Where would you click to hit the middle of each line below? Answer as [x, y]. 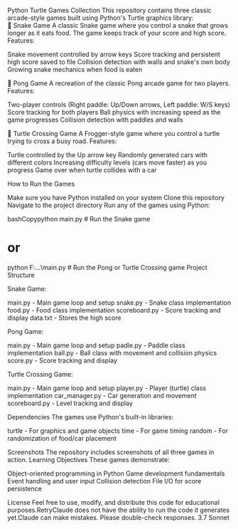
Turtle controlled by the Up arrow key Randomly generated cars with [108, 155]
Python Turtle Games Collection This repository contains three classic [109, 10]
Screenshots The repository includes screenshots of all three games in [111, 452]
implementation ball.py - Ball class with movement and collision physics [112, 352]
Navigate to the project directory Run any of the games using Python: [109, 205]
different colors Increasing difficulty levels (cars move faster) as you [107, 162]
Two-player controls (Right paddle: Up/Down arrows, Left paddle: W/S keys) [119, 105]
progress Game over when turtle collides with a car [82, 170]
